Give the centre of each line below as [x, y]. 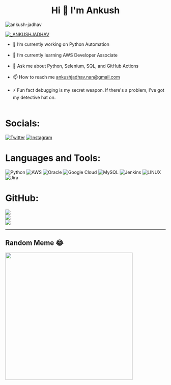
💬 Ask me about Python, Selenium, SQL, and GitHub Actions [76, 66]
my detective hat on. [34, 97]
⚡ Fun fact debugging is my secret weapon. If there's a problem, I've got [88, 90]
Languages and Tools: [53, 158]
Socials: [23, 123]
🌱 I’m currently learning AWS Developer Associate [65, 55]
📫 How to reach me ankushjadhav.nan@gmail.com [66, 77]
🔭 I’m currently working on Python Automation [61, 44]
